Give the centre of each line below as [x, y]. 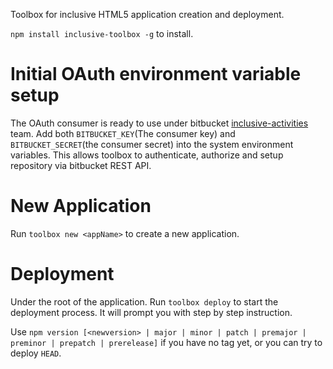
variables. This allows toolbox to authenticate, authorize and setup [147, 155]
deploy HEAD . [36, 353]
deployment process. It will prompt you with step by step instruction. [151, 312]
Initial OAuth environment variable [156, 74]
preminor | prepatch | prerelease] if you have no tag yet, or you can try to [166, 342]
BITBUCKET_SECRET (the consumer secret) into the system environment [152, 144]
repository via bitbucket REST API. [81, 165]
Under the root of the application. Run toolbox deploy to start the [144, 301]
